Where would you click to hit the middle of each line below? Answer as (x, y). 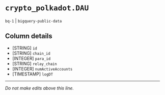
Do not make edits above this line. (40, 88)
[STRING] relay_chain (35, 63)
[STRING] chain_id (31, 53)
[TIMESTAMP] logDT (32, 74)
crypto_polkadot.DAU (47, 8)
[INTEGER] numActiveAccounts (42, 69)
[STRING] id (25, 48)
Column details (29, 36)
